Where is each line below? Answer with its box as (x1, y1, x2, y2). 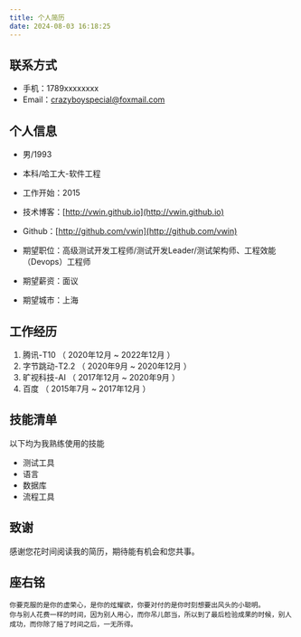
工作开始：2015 (22, 187, 81, 199)
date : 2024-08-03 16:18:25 (9, 22, 111, 31)
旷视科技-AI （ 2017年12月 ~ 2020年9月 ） (22, 371, 181, 382)
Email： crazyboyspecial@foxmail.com (22, 94, 165, 105)
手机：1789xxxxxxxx (22, 83, 99, 94)
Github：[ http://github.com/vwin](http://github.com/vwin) (22, 226, 238, 237)
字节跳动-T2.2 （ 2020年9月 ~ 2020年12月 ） (22, 361, 192, 371)
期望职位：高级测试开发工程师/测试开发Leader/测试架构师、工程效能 (22, 245, 277, 256)
